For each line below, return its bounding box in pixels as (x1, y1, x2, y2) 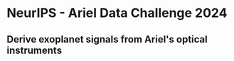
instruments (6, 44, 62, 56)
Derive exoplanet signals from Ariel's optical (6, 33, 208, 45)
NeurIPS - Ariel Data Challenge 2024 (6, 5, 228, 21)
